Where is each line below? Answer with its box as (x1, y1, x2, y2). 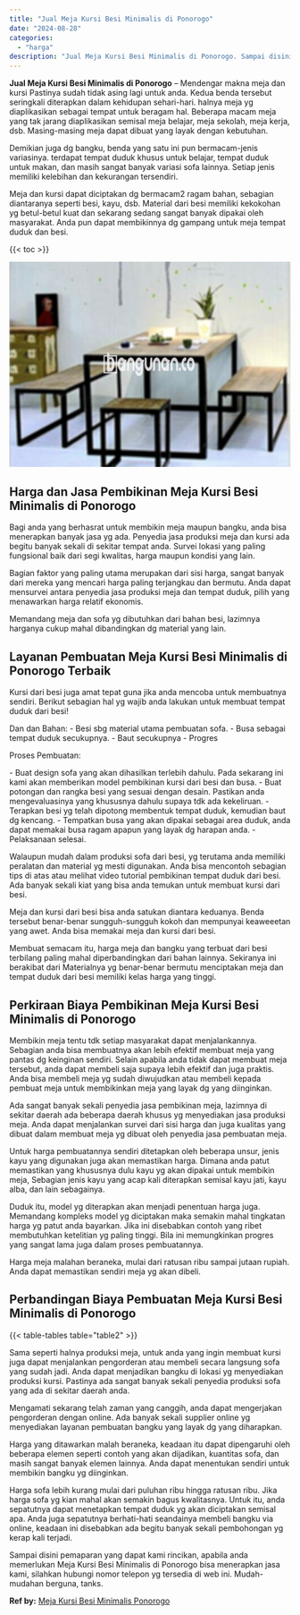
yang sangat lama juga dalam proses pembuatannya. (9, 1239, 204, 1250)
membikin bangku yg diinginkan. (9, 1467, 129, 1478)
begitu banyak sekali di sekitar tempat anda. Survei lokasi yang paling (9, 541, 266, 552)
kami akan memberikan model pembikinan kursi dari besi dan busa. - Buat (9, 777, 282, 787)
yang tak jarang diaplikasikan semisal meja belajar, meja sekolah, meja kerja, (9, 116, 290, 127)
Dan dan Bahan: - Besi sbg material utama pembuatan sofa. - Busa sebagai (9, 723, 286, 734)
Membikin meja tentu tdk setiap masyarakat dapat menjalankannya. (9, 1035, 257, 1046)
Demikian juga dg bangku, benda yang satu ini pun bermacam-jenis (9, 143, 259, 154)
